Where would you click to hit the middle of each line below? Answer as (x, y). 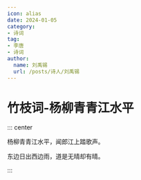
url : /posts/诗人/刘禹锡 (46, 71)
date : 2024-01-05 (32, 20)
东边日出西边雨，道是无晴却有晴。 (56, 156)
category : (21, 26)
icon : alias (24, 13)
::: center (20, 127)
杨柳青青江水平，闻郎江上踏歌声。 (56, 142)
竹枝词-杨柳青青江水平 (71, 108)
